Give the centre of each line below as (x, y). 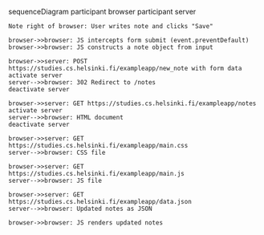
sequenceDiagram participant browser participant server (102, 12)
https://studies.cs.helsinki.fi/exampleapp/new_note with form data (125, 68)
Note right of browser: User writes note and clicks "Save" (111, 26)
